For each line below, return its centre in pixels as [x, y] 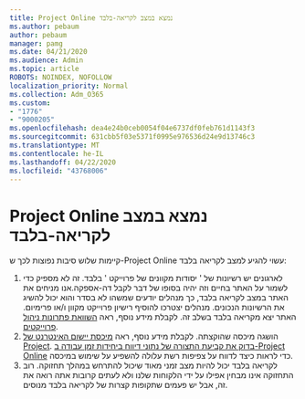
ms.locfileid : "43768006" [58, 171]
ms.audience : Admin [47, 60]
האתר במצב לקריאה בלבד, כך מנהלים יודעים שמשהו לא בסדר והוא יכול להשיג [156, 298]
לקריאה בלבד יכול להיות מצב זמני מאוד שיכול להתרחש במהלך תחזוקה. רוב [150, 365]
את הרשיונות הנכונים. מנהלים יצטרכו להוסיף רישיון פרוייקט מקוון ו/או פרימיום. [153, 308]
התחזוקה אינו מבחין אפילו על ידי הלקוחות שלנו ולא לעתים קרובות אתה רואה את [158, 375]
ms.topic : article [44, 69]
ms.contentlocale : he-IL [57, 153]
